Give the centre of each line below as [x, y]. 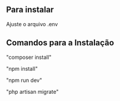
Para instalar [30, 10]
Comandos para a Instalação [60, 43]
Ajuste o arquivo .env [32, 24]
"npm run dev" [24, 80]
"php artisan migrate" [32, 91]
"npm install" [22, 68]
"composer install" [29, 57]
